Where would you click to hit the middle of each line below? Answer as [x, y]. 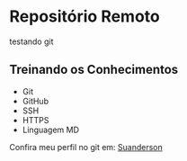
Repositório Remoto [85, 17]
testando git [31, 41]
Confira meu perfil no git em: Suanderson [86, 147]
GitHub [36, 101]
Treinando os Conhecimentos [94, 70]
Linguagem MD [50, 130]
